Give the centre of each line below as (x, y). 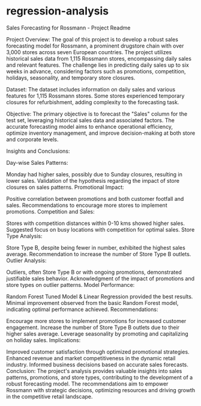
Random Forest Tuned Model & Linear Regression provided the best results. (100, 297)
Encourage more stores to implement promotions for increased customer (96, 321)
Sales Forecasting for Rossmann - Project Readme (68, 28)
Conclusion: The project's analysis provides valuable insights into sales (94, 371)
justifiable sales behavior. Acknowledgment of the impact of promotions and (100, 278)
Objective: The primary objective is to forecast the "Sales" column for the (97, 114)
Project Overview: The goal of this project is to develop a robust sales (92, 39)
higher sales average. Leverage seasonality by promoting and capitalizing (97, 334)
